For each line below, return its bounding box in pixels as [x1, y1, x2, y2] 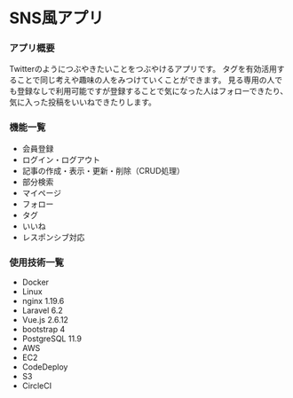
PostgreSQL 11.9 [21, 333, 83, 344]
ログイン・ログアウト [21, 154, 100, 165]
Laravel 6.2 [21, 305, 64, 316]
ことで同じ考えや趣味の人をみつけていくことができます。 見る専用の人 [16, 74, 275, 85]
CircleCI [21, 380, 51, 391]
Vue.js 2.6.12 [21, 315, 69, 325]
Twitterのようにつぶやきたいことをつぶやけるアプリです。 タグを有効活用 [9, 64, 278, 74]
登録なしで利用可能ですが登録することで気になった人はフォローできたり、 [16, 86, 289, 97]
